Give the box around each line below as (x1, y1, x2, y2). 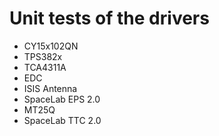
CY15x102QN (23, 40, 79, 52)
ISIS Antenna (23, 82, 78, 94)
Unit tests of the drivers (9, 7, 210, 30)
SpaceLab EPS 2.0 (23, 93, 101, 105)
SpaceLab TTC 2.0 (23, 114, 102, 126)
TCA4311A (23, 61, 67, 73)
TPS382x (23, 50, 63, 62)
